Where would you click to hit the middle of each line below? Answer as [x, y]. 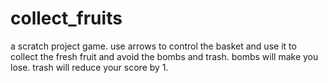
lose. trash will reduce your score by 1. [89, 67]
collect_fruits [66, 18]
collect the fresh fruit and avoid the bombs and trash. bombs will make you [164, 56]
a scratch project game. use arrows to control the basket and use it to [153, 46]
